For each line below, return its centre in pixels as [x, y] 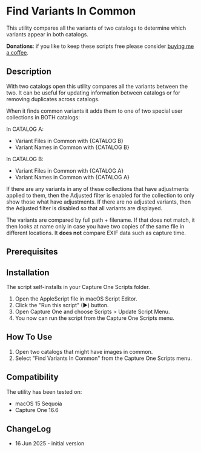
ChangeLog [29, 429]
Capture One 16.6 [37, 410]
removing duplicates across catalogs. [53, 99]
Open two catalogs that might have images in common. [84, 351]
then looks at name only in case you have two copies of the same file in [95, 226]
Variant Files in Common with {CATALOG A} [69, 170]
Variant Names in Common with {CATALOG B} [72, 147]
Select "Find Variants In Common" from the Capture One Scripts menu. [104, 358]
